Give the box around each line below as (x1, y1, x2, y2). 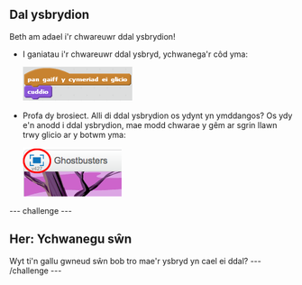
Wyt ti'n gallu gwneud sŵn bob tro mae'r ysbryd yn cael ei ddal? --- (9, 255, 261, 266)
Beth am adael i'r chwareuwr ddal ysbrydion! (9, 31, 176, 41)
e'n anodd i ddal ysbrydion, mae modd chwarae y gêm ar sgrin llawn (22, 119, 278, 130)
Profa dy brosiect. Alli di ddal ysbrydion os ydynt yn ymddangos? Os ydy (22, 110, 293, 121)
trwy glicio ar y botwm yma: (22, 129, 126, 140)
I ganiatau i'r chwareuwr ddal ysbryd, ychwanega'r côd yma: (22, 49, 248, 60)
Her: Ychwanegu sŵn (9, 232, 133, 247)
